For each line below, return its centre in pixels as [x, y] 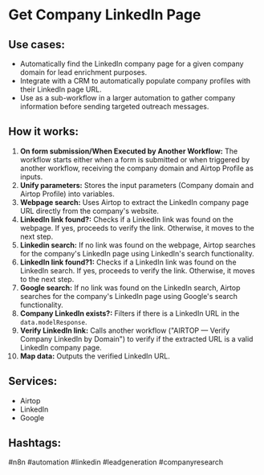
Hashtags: [35, 443]
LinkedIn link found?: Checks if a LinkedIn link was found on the [127, 219]
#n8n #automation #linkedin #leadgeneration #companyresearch [116, 462]
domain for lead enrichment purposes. [83, 72]
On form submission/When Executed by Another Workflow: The [129, 151]
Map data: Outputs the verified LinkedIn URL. [95, 356]
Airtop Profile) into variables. [67, 194]
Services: [33, 381]
